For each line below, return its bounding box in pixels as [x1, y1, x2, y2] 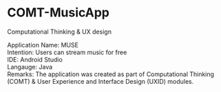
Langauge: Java [7, 62, 53, 71]
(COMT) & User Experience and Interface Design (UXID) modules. [7, 77, 194, 85]
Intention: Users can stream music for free [7, 48, 127, 56]
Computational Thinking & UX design [7, 27, 112, 36]
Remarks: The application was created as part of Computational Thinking [7, 70, 215, 78]
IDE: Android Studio [7, 55, 63, 63]
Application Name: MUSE [7, 41, 79, 49]
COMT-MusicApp [7, 5, 110, 21]
